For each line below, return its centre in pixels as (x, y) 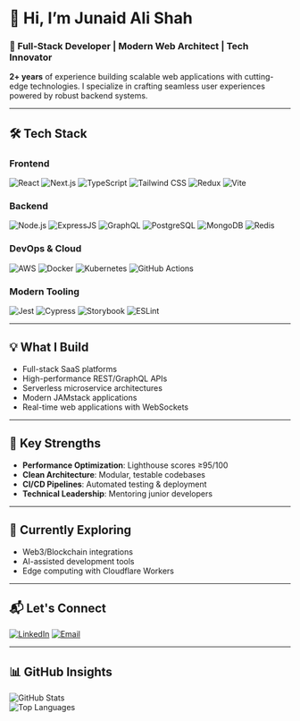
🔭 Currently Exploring (71, 530)
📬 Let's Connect (58, 608)
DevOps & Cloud (46, 249)
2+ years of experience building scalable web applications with (126, 77)
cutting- (259, 77)
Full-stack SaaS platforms (70, 369)
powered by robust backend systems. (79, 96)
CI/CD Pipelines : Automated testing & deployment (114, 484)
